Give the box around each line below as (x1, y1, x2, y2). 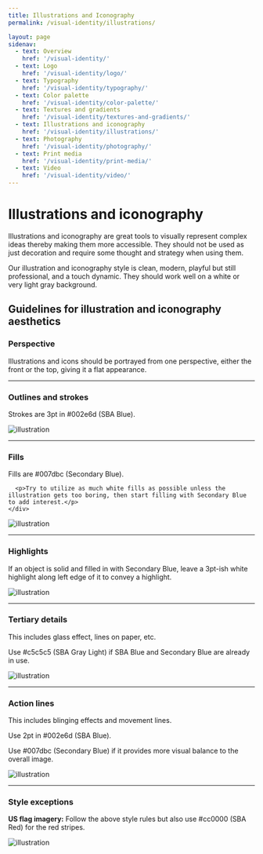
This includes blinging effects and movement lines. (8, 716, 172, 725)
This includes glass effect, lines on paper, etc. (8, 632, 157, 641)
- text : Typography (15, 76, 79, 85)
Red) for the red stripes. (8, 823, 85, 832)
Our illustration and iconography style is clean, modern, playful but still (8, 263, 236, 272)
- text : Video (15, 164, 61, 173)
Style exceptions (8, 797, 74, 808)
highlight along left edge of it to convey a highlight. (8, 572, 172, 582)
